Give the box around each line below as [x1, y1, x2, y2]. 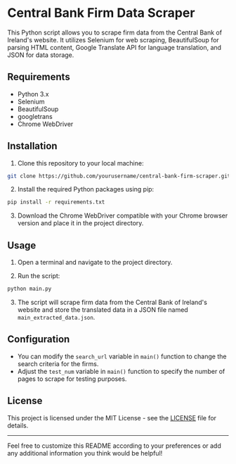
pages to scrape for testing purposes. [17, 375, 127, 383]
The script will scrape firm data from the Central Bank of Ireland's [17, 298, 207, 306]
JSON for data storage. [7, 51, 74, 59]
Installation [7, 140, 58, 152]
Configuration [7, 333, 70, 346]
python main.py [7, 285, 52, 293]
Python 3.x [17, 89, 49, 98]
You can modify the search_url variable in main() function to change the [17, 352, 227, 360]
